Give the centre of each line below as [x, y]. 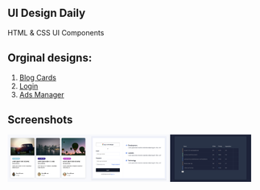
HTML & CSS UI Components [56, 32]
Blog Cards [38, 77]
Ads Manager [42, 94]
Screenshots [40, 120]
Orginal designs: [50, 58]
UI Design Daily [47, 13]
